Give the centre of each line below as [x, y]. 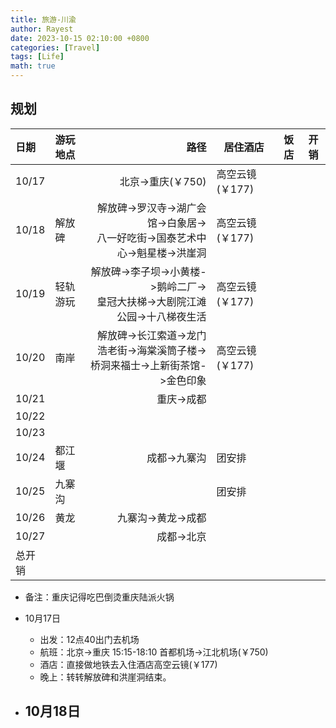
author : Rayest [42, 29]
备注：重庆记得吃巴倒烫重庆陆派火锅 [99, 597]
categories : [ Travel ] [55, 47]
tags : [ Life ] [37, 57]
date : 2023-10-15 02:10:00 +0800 [80, 38]
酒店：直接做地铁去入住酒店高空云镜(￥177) [128, 664]
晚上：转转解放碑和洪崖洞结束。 [105, 677]
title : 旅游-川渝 [43, 19]
